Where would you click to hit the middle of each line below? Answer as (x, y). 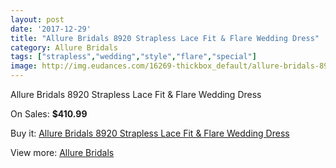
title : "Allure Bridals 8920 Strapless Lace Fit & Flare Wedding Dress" (165, 38)
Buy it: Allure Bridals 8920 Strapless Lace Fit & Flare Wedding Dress (150, 133)
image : (24, 66)
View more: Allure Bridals (62, 152)
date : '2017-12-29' (51, 29)
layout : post (37, 19)
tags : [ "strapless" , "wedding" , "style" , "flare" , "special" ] (133, 57)
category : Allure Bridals (64, 47)
